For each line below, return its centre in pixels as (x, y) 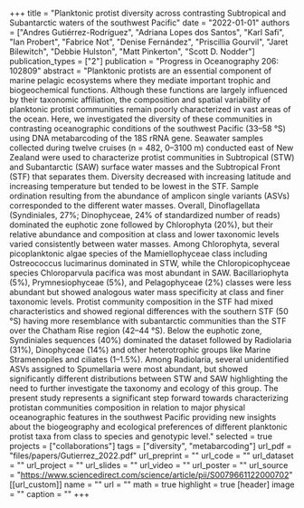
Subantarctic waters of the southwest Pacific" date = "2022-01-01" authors (150, 23)
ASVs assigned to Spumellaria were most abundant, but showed (129, 369)
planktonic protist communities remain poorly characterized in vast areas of (150, 109)
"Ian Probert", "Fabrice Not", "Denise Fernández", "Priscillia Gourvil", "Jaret (149, 42)
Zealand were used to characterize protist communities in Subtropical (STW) (152, 157)
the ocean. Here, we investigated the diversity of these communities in (141, 119)
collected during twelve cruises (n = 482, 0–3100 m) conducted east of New (152, 148)
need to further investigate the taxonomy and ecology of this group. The (144, 388)
